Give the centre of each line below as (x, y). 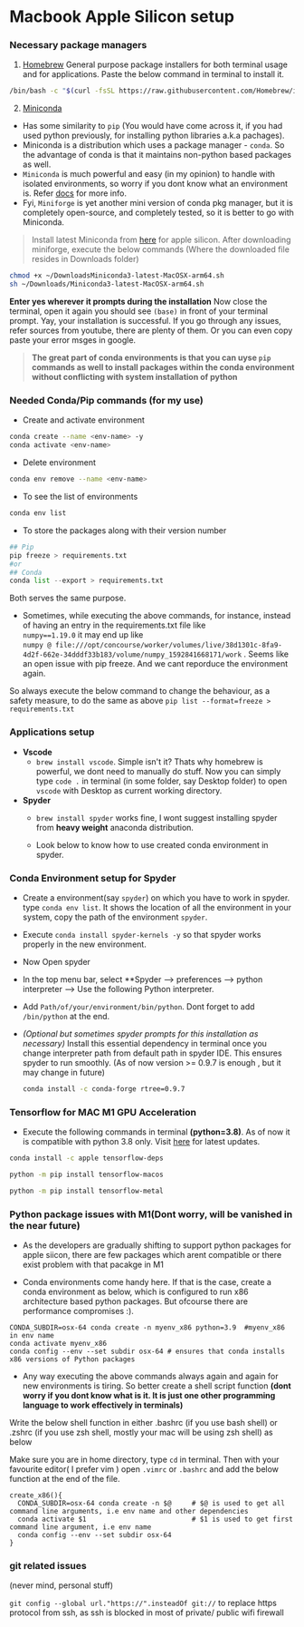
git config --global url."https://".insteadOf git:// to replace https (143, 1603)
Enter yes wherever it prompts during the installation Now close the (138, 302)
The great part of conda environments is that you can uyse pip (151, 358)
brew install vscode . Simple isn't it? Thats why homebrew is (150, 761)
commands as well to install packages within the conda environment (163, 367)
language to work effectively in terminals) (103, 1405)
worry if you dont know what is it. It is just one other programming (149, 1395)
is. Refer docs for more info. (74, 193)
